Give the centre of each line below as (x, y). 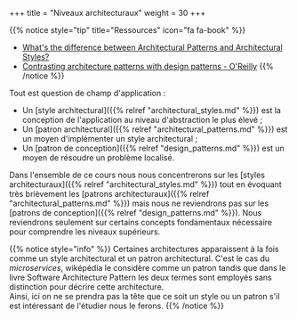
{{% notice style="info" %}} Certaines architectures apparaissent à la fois (144, 249)
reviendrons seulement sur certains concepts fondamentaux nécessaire (141, 222)
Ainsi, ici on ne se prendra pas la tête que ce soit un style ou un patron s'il (144, 296)
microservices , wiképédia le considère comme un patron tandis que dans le (148, 268)
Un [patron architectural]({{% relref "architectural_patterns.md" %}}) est (155, 129)
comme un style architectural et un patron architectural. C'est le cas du (140, 258)
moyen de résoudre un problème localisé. (98, 158)
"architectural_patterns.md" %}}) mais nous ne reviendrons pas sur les (139, 203)
